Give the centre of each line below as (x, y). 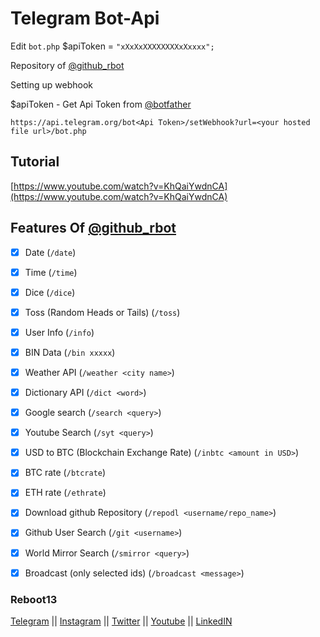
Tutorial (35, 162)
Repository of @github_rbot (67, 65)
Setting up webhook (51, 84)
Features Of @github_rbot (93, 228)
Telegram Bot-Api (85, 18)
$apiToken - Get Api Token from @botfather (101, 104)
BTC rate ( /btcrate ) (65, 473)
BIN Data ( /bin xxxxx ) (70, 352)
